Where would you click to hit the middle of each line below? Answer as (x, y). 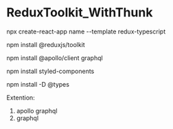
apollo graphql (37, 111)
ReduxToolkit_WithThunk (80, 13)
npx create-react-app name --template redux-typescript (86, 31)
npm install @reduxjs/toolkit (46, 44)
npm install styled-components (50, 71)
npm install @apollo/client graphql (55, 58)
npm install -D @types (38, 84)
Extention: (21, 98)
